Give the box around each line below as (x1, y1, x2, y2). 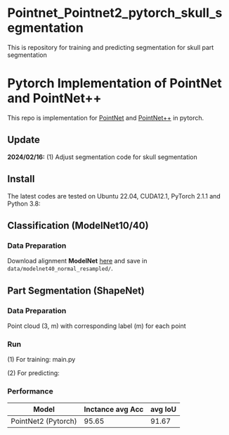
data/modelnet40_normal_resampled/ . (7, 264, 114, 272)
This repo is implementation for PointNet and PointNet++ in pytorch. (7, 113, 204, 122)
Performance (7, 386, 54, 396)
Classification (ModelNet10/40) (7, 220, 149, 232)
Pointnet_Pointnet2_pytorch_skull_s (7, 5, 223, 21)
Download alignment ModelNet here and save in (7, 257, 148, 265)
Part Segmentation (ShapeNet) (7, 284, 145, 296)
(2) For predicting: (7, 369, 60, 377)
